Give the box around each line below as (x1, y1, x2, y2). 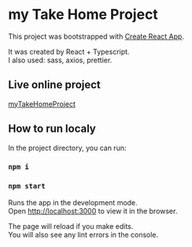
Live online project (8, 78, 101, 92)
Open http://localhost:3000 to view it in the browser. (8, 206, 178, 215)
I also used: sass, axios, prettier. (8, 55, 113, 65)
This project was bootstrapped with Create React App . (8, 32, 185, 41)
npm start (8, 182, 46, 191)
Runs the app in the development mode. (8, 197, 138, 207)
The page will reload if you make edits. (8, 221, 134, 230)
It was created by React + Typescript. (8, 47, 130, 56)
